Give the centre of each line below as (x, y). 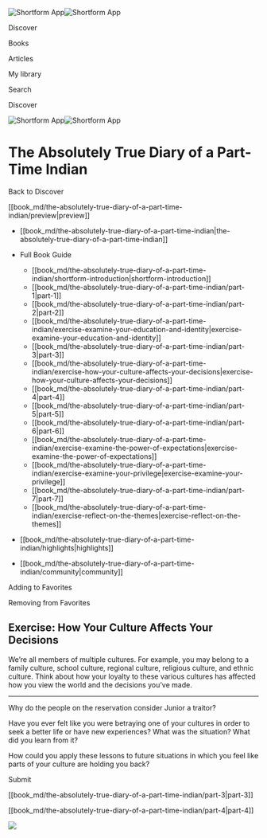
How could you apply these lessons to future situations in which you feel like (133, 755)
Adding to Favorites (41, 587)
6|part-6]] (48, 431)
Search (20, 89)
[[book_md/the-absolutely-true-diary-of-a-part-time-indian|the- (125, 230)
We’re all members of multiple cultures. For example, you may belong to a (128, 659)
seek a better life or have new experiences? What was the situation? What (129, 731)
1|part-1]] (46, 296)
